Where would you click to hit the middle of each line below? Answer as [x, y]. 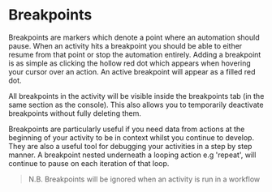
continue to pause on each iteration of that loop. [89, 163]
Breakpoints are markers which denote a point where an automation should [134, 37]
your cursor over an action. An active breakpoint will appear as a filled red [132, 71]
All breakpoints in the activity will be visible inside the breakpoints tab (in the [136, 96]
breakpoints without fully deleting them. [75, 113]
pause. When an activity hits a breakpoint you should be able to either [125, 45]
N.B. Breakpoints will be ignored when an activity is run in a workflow [144, 179]
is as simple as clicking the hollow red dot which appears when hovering [130, 63]
